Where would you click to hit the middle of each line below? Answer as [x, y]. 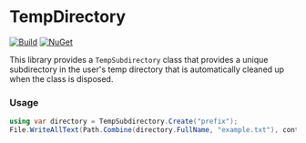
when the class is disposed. [61, 78]
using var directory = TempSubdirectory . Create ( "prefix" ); [124, 122]
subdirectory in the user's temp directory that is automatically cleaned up [147, 69]
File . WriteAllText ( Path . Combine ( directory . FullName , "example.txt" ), [144, 130]
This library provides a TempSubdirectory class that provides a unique [139, 59]
